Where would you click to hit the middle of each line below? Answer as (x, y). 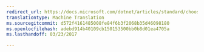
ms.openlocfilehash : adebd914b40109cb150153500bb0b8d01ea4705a (88, 29)
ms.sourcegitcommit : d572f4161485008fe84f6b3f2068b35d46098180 (88, 23)
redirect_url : (24, 12)
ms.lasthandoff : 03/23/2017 (42, 34)
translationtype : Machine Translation (55, 18)
